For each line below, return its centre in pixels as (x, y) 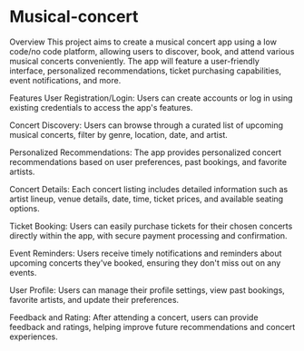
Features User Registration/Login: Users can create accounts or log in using (151, 98)
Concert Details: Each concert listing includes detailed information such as (149, 189)
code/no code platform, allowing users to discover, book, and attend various (152, 51)
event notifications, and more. (65, 80)
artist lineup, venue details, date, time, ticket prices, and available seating (147, 199)
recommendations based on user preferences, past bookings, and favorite (148, 161)
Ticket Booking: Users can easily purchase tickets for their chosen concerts (151, 226)
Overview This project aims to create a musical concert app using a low (143, 42)
